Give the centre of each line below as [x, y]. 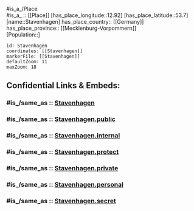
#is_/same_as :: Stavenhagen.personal [65, 184]
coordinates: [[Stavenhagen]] [45, 51]
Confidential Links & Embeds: [63, 85]
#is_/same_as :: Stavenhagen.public [61, 119]
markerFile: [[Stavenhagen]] [43, 57]
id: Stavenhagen [27, 46]
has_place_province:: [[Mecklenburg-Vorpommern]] [71, 28]
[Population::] [23, 35]
